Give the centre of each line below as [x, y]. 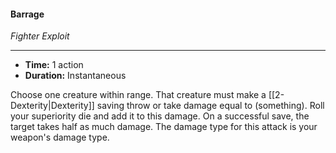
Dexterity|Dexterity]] [52, 106]
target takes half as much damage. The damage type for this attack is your [164, 127]
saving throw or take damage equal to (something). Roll [210, 106]
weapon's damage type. [60, 137]
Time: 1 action [54, 65]
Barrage [27, 14]
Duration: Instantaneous [75, 76]
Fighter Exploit [40, 36]
